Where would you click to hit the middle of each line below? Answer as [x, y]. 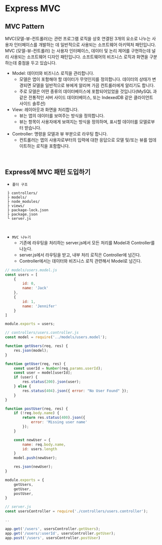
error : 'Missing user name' [59, 422]
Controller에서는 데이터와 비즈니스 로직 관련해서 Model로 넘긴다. [81, 261]
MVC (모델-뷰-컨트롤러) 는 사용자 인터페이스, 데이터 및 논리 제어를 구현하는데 [78, 51]
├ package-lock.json [28, 210]
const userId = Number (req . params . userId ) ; [58, 368]
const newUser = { [32, 440]
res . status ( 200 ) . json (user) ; [52, 382]
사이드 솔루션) [32, 103]
